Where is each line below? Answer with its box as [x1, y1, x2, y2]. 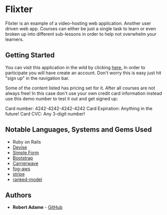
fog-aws [12, 166, 30, 172]
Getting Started [5, 51, 55, 60]
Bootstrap [12, 155, 33, 161]
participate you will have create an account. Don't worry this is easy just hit [5, 70, 161, 76]
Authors [5, 191, 32, 199]
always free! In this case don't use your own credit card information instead [5, 90, 162, 96]
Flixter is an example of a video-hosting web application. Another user [5, 20, 151, 26]
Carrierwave [12, 160, 39, 166]
